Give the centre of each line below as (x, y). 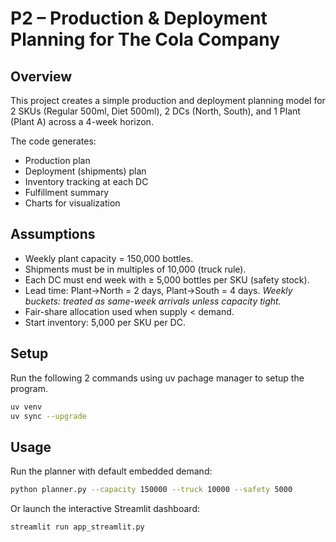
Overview (41, 76)
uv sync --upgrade (48, 416)
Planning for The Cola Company (145, 39)
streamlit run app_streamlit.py (77, 527)
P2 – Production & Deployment (139, 18)
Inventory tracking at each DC (86, 181)
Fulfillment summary (67, 192)
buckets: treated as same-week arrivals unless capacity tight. (153, 301)
